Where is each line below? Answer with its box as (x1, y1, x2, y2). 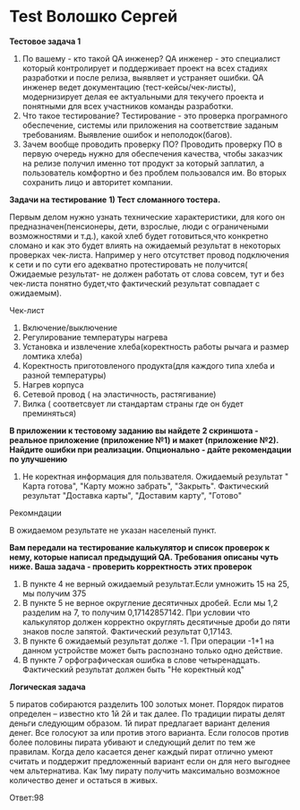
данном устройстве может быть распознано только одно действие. (21, 644, 284, 655)
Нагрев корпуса (21, 379, 84, 390)
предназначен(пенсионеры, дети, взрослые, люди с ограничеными (9, 221, 269, 232)
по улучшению (9, 454, 68, 465)
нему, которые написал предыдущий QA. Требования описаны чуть (9, 551, 279, 562)
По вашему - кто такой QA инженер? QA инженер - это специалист (21, 53, 280, 64)
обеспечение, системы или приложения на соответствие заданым (21, 119, 279, 131)
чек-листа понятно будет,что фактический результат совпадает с (9, 277, 261, 288)
